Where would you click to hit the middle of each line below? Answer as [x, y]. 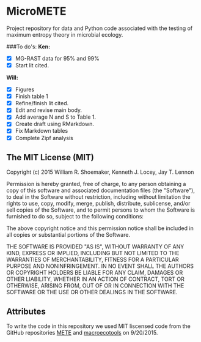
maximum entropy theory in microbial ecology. [65, 34]
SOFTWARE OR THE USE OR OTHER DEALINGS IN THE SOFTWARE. [92, 292]
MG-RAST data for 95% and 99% [57, 58]
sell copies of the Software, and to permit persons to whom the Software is [101, 210]
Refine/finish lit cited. [42, 103]
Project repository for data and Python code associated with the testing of [100, 28]
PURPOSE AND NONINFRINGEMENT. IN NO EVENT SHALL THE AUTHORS [100, 266]
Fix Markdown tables [42, 131]
